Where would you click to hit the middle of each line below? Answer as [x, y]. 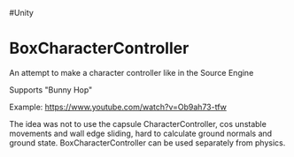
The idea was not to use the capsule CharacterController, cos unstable [138, 123]
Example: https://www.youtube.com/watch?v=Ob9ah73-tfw [118, 107]
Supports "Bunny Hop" [51, 90]
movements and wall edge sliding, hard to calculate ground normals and [141, 133]
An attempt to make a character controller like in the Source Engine [132, 72]
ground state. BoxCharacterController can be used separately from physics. [147, 142]
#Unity [21, 13]
